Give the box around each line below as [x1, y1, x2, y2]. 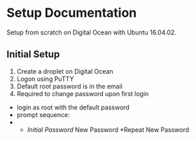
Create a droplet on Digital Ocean [16, 67, 113, 75]
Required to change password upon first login [16, 89, 149, 98]
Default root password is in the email [16, 82, 123, 90]
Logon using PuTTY [16, 74, 74, 83]
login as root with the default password [16, 103, 130, 112]
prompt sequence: [16, 110, 71, 119]
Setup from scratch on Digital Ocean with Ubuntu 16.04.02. [6, 28, 176, 36]
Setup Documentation [6, 5, 137, 21]
